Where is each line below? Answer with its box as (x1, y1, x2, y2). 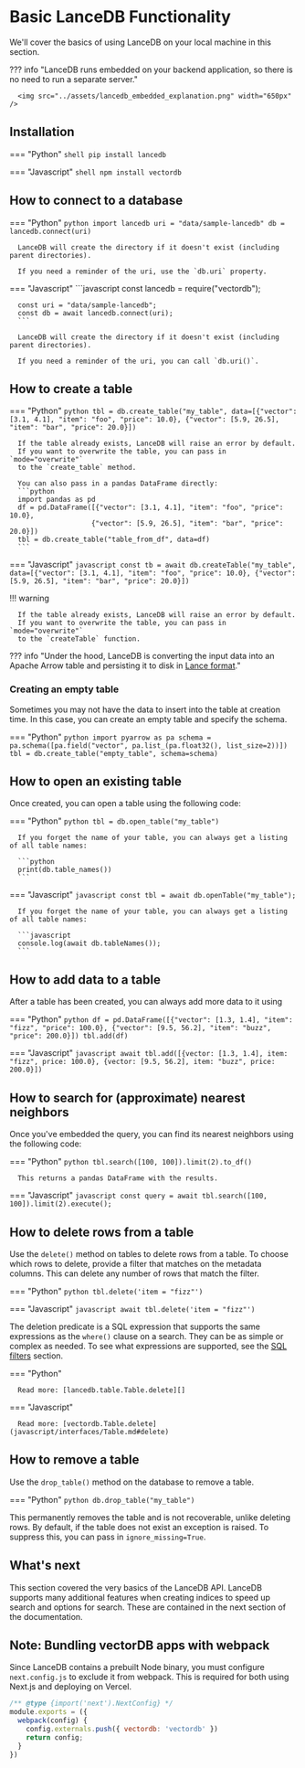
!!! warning (9, 592, 50, 604)
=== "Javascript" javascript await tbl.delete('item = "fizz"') (9, 1303, 256, 1314)
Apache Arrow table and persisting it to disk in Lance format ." (9, 660, 241, 671)
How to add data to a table (9, 972, 162, 987)
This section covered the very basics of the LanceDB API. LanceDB (9, 1582, 263, 1592)
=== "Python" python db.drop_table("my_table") (9, 1494, 195, 1505)
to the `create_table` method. (17, 463, 137, 473)
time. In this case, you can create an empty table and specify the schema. (9, 713, 288, 724)
